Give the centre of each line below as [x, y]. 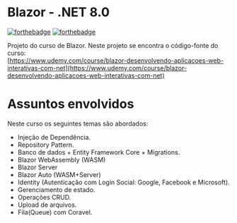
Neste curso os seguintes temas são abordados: [78, 123]
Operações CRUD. [44, 197]
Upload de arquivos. [47, 205]
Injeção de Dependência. [54, 137]
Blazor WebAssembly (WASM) [62, 159]
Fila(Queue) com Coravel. [55, 212]
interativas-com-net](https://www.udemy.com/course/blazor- [97, 68]
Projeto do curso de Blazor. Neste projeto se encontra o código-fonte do [113, 45]
